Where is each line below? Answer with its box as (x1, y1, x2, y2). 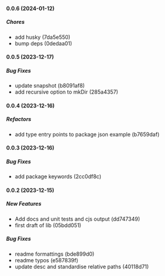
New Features (6, 200, 42, 207)
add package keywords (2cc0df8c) (14, 173, 102, 180)
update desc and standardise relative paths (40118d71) (14, 263, 149, 270)
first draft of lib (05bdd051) (14, 221, 82, 229)
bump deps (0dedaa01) (14, 39, 73, 47)
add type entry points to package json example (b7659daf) (14, 131, 160, 138)
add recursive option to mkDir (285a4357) (14, 88, 119, 95)
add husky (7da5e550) (14, 33, 70, 41)
